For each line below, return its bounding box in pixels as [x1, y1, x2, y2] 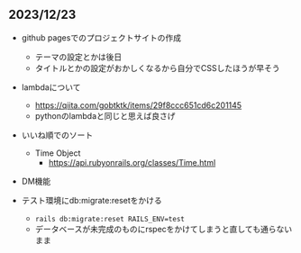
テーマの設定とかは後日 [34, 51, 123, 62]
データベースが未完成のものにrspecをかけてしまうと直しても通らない [34, 223, 293, 234]
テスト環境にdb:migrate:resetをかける [21, 194, 163, 205]
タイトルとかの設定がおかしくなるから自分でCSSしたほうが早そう [34, 62, 280, 73]
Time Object [34, 148, 81, 158]
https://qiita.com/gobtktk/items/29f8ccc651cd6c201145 [34, 99, 242, 111]
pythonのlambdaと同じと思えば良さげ [34, 110, 177, 121]
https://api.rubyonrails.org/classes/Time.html [48, 157, 216, 167]
